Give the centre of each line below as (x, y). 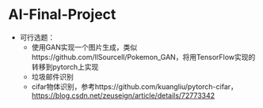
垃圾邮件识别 (52, 76)
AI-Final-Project (62, 15)
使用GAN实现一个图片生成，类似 (84, 47)
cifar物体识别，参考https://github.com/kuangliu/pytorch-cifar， (134, 86)
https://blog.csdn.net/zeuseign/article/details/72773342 (123, 95)
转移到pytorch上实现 (65, 67)
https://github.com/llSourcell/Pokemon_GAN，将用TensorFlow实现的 (143, 57)
